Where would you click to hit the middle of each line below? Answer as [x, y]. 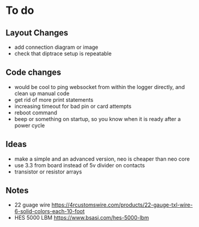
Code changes [33, 73]
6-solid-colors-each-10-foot [49, 211]
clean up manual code [42, 93]
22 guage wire [32, 205]
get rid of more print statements [54, 99]
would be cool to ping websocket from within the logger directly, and [99, 87]
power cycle [29, 125]
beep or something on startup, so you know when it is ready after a [97, 119]
